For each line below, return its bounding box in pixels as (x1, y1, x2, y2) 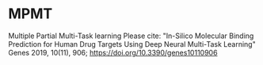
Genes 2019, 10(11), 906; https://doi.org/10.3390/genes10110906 (8, 48, 218, 57)
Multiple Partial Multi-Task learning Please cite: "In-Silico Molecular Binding (8, 31, 254, 40)
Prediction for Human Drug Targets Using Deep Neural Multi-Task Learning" (8, 39, 256, 48)
